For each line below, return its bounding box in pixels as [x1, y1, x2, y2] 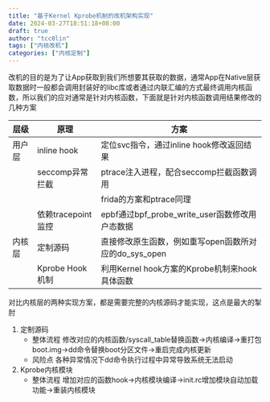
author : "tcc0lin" [8, 34, 70, 43]
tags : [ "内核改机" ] [8, 42, 69, 50]
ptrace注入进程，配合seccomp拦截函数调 [100, 167, 257, 177]
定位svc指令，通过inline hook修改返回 [100, 139, 244, 150]
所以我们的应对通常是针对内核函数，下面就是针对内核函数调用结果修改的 [22, 93, 262, 102]
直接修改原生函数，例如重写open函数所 [100, 236, 249, 247]
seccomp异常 [37, 167, 88, 177]
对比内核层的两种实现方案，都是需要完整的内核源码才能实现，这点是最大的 [8, 297, 255, 307]
